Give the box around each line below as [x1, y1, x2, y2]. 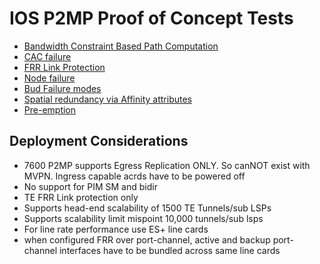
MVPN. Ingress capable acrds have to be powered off [23, 170, 246, 182]
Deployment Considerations [9, 133, 189, 150]
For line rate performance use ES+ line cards [23, 223, 209, 235]
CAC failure [23, 50, 72, 62]
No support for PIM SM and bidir [23, 180, 158, 192]
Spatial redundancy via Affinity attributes [23, 93, 192, 105]
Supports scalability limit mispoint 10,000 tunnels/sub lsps [23, 212, 264, 224]
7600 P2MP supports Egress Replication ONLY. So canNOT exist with [23, 159, 311, 171]
